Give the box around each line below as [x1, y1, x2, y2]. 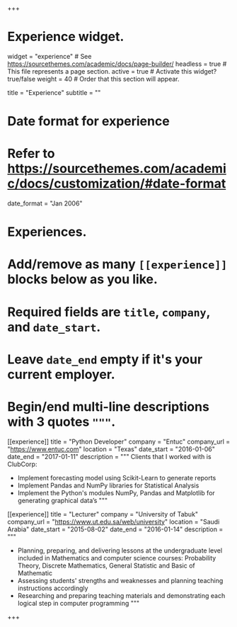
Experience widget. [7, 29, 125, 45]
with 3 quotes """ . [7, 414, 116, 429]
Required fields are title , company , [7, 304, 211, 320]
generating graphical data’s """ [17, 496, 108, 504]
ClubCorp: [7, 460, 37, 468]
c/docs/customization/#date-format [7, 176, 226, 192]
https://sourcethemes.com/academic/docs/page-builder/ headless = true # [7, 60, 227, 68]
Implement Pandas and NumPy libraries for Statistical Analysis [17, 481, 200, 490]
